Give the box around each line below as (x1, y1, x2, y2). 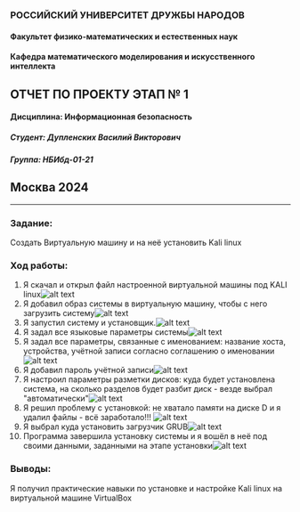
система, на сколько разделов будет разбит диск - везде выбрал (22, 384, 273, 394)
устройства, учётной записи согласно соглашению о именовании (22, 345, 275, 356)
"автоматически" (22, 393, 90, 404)
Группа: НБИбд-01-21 (10, 154, 94, 165)
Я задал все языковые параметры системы (22, 327, 189, 337)
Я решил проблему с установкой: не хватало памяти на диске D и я (22, 402, 281, 413)
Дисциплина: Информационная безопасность (10, 111, 192, 122)
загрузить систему (22, 308, 95, 319)
